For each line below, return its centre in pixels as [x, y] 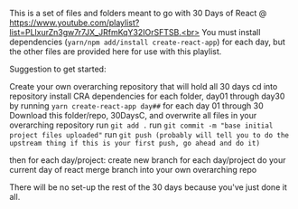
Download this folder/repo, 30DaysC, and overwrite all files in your [133, 115]
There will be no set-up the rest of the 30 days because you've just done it [148, 187]
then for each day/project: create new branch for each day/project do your [148, 160]
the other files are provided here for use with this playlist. [116, 52]
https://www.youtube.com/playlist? [74, 23]
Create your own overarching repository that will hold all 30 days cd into [144, 86]
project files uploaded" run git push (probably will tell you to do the [149, 134]
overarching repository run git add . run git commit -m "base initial [141, 125]
